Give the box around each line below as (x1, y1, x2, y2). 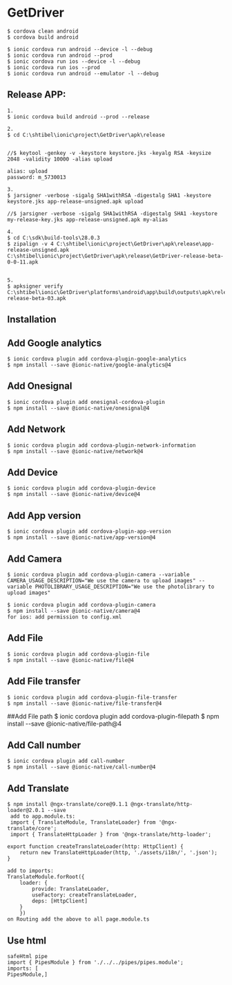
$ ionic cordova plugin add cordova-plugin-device (7, 485, 156, 492)
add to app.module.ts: (10, 813, 76, 820)
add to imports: (7, 867, 54, 874)
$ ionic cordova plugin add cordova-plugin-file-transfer (7, 694, 177, 701)
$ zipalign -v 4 (7, 240, 54, 247)
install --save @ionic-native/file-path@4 (7, 719, 122, 728)
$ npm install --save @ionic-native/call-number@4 (7, 764, 156, 771)
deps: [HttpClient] (32, 898, 88, 905)
